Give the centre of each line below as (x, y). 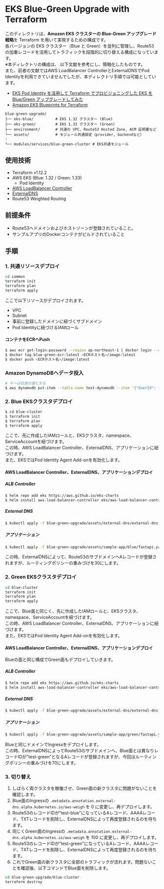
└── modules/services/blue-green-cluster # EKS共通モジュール (67, 144)
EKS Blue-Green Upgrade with (67, 9)
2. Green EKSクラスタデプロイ (41, 577)
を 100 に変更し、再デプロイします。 (122, 837)
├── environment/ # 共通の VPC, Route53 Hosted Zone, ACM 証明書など (81, 129)
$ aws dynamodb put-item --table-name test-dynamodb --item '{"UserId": (81, 388)
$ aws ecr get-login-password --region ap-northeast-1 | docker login (78, 350)
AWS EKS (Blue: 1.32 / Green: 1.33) (47, 178)
